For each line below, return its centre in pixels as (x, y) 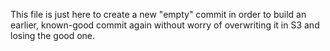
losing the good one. (53, 35)
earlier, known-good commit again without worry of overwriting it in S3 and (165, 25)
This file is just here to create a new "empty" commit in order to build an (158, 14)
